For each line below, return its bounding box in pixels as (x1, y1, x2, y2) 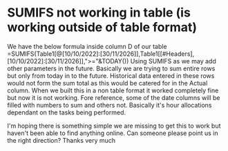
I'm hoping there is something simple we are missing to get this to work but (7, 121, 221, 130)
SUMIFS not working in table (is (7, 5, 191, 21)
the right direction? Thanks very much (7, 136, 116, 144)
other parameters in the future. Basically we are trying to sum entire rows (7, 64, 216, 72)
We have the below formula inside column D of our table (7, 42, 167, 50)
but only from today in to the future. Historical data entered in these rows (7, 71, 215, 80)
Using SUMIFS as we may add (130, 57, 216, 65)
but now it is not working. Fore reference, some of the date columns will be (7, 93, 220, 101)
